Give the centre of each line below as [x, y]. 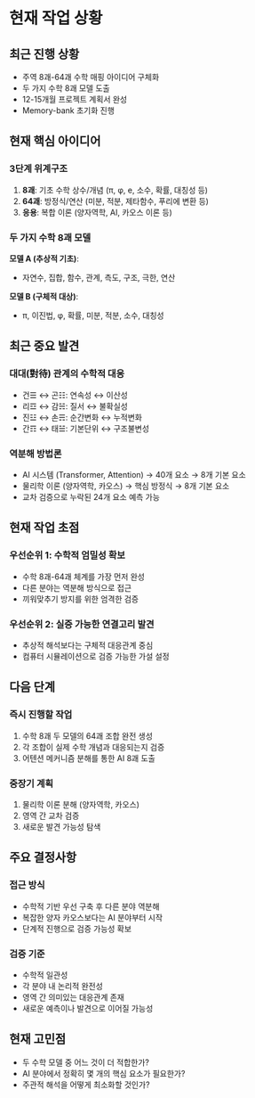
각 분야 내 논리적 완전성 [63, 986]
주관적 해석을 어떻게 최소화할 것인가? [86, 1085]
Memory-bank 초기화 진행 [68, 111]
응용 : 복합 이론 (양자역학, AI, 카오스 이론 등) [97, 212]
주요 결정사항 [43, 858]
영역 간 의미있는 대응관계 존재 [73, 997]
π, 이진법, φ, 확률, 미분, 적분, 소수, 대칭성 [93, 315]
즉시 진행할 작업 [41, 715]
